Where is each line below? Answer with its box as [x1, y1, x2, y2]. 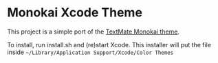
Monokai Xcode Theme [7, 5, 143, 21]
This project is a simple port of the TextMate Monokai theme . [7, 27, 180, 36]
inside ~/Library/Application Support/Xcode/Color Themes [7, 48, 174, 56]
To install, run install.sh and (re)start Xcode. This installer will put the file [7, 40, 212, 49]
